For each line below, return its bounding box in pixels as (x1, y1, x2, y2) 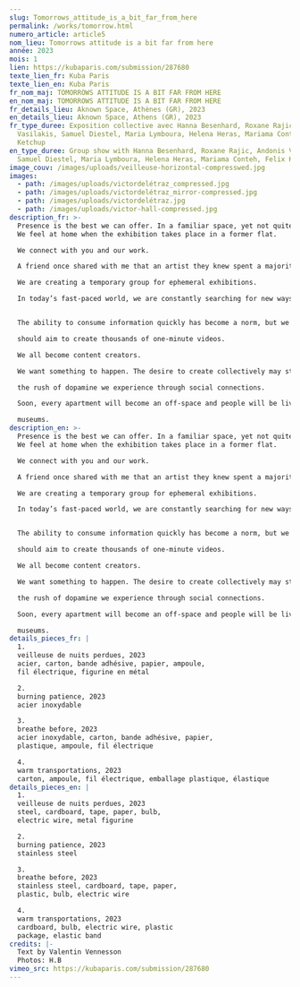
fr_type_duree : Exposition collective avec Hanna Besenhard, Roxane (9, 122, 270, 131)
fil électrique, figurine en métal (17, 667, 150, 676)
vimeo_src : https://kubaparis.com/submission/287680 (9, 965, 210, 974)
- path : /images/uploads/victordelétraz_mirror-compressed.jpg (17, 188, 257, 197)
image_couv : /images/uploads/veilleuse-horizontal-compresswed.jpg (9, 163, 266, 172)
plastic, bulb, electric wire (17, 890, 129, 899)
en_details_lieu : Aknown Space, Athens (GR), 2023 (9, 113, 202, 122)
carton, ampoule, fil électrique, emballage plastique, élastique (17, 774, 270, 784)
